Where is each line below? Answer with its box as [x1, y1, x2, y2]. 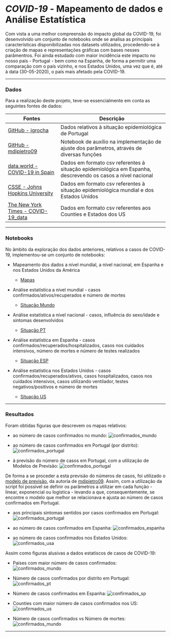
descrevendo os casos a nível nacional [60, 172, 153, 179]
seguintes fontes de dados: [5, 103, 63, 109]
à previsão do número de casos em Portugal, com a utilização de [12, 457, 149, 464]
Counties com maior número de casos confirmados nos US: [12, 600, 138, 606]
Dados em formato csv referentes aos [60, 205, 151, 212]
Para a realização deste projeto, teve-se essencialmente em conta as [5, 98, 150, 104]
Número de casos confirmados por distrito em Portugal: [12, 575, 130, 581]
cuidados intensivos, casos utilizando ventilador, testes [12, 378, 129, 384]
